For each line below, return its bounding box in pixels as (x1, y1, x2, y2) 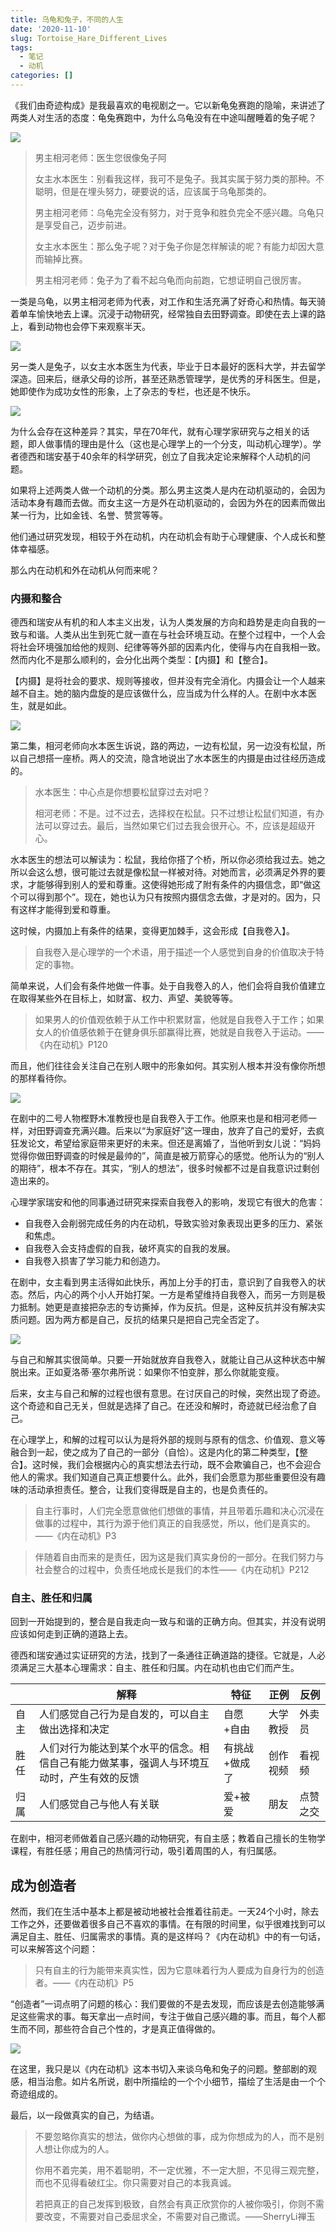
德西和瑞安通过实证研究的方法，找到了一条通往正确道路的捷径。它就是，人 (10, 1649, 317, 1661)
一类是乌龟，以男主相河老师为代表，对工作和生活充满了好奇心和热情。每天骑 (10, 295, 326, 307)
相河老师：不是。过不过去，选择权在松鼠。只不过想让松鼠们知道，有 (34, 807, 316, 820)
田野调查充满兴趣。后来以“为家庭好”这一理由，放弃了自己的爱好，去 (36, 1125, 317, 1137)
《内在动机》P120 (34, 1039, 108, 1051)
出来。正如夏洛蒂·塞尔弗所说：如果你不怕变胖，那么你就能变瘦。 (18, 1366, 285, 1378)
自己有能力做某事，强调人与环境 (48, 1756, 200, 1770)
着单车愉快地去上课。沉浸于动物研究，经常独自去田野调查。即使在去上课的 (10, 307, 317, 320)
